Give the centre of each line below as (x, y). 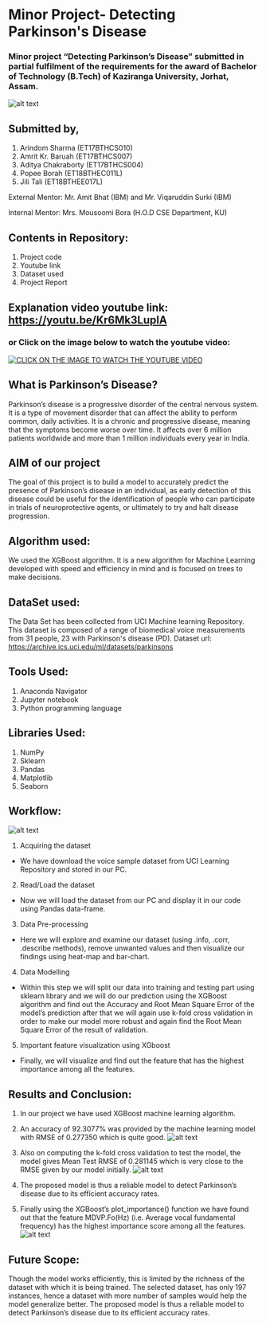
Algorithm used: (49, 541)
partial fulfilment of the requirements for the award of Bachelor (133, 67)
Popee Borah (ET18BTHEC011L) (71, 174)
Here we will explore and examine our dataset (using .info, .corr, (125, 940)
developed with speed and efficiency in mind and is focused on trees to (125, 569)
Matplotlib (36, 778)
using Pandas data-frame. (63, 909)
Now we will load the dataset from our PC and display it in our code (130, 900)
